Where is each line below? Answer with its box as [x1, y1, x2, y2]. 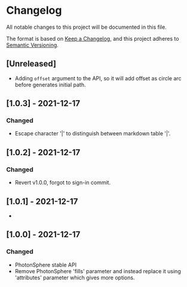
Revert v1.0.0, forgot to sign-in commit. [14, 179, 111, 186]
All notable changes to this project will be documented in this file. [6, 23, 167, 31]
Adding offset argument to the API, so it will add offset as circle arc [14, 74, 182, 81]
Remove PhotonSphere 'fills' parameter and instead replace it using [14, 267, 181, 274]
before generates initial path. [14, 81, 86, 88]
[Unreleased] [6, 59, 57, 69]
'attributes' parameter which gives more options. [14, 274, 135, 281]
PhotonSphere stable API [14, 261, 76, 268]
